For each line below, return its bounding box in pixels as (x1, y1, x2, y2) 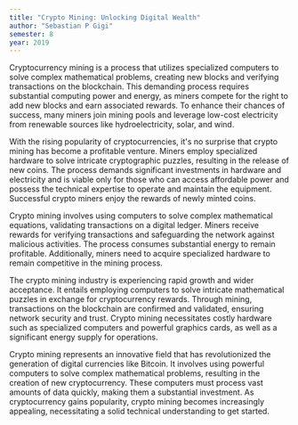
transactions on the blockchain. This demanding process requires (9, 81, 250, 92)
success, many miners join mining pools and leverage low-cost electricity (9, 110, 278, 120)
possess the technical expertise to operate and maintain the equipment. (9, 184, 272, 194)
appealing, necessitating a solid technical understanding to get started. (9, 406, 270, 417)
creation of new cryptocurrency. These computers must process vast (9, 378, 264, 388)
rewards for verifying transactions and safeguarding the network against (9, 229, 275, 241)
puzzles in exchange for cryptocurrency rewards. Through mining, (9, 294, 253, 305)
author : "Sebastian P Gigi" (9, 21, 114, 30)
